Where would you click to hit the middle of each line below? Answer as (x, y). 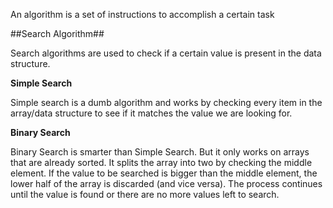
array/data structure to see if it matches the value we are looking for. (151, 113)
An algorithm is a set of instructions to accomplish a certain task (142, 14)
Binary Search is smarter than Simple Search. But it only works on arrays (160, 152)
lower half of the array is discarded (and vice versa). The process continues (166, 183)
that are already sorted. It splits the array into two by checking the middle (161, 162)
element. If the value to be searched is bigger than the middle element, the (164, 173)
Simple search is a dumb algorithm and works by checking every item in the (166, 102)
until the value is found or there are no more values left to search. (145, 194)
